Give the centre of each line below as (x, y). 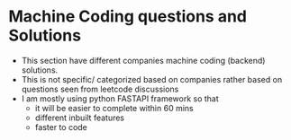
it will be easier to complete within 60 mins (114, 108)
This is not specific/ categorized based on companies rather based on (152, 79)
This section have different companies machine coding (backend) (143, 60)
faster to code (61, 127)
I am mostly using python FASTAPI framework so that (120, 98)
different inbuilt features (80, 118)
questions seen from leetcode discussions (100, 89)
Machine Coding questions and (127, 17)
